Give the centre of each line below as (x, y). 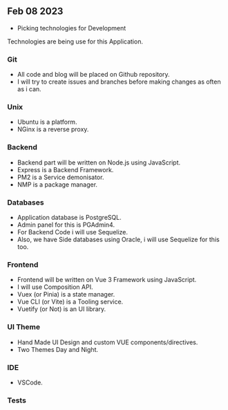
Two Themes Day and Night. (58, 349)
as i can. (29, 89)
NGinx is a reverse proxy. (53, 129)
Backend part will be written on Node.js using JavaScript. (99, 162)
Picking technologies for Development (72, 28)
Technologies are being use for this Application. (75, 41)
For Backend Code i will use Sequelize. (73, 232)
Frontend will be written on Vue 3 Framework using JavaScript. (107, 280)
